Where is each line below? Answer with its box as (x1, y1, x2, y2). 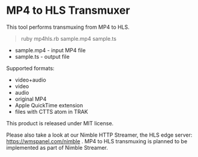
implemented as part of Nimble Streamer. (6, 144, 108, 151)
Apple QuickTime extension (14, 101, 83, 108)
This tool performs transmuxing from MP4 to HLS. (6, 23, 130, 31)
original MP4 (14, 95, 47, 102)
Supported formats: (6, 64, 55, 72)
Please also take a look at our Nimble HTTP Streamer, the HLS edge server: (6, 131, 193, 138)
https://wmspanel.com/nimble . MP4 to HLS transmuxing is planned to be (6, 137, 188, 144)
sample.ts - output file (14, 53, 70, 60)
